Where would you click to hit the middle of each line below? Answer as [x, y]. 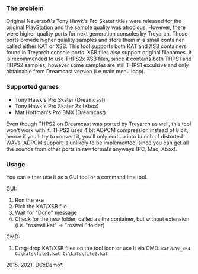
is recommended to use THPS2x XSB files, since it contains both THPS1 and [99, 59]
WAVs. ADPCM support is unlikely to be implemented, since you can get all [98, 143]
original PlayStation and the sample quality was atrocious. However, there [96, 27]
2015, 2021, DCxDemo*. [35, 265]
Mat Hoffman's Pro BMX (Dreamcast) [60, 112]
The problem [25, 8]
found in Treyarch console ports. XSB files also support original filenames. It [99, 53]
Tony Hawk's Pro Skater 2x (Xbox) [57, 106]
